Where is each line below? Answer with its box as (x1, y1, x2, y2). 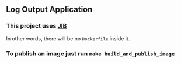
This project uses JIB (6, 22, 67, 30)
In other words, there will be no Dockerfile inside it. (6, 35, 130, 42)
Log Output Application (6, 5, 93, 14)
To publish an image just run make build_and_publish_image (6, 49, 175, 57)
